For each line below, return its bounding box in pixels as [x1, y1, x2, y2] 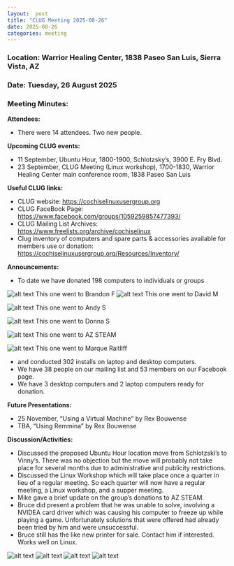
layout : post [7, 10, 49, 17]
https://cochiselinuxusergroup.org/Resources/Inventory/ [17, 249, 180, 258]
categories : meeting [7, 29, 68, 37]
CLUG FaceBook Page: [17, 205, 84, 213]
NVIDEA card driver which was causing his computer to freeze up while [17, 508, 224, 517]
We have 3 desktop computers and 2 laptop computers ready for [17, 380, 205, 389]
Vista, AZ [7, 61, 40, 71]
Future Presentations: [7, 401, 72, 409]
